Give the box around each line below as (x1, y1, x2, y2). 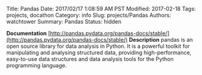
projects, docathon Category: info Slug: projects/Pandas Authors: (6, 11, 171, 19)
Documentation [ (6, 30, 51, 37)
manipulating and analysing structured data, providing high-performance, (6, 49, 192, 56)
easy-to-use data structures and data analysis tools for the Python (6, 56, 174, 62)
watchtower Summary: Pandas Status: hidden (6, 18, 121, 25)
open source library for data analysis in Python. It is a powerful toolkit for (6, 42, 190, 50)
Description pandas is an (129, 36, 193, 43)
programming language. (6, 62, 67, 69)
